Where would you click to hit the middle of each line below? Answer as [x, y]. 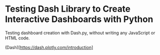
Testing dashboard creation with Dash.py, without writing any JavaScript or [80, 33]
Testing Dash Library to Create [68, 9]
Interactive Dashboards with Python [79, 19]
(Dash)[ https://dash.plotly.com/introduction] [49, 47]
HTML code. [17, 38]
